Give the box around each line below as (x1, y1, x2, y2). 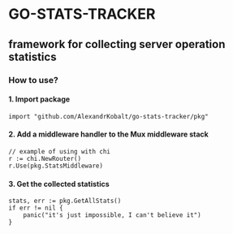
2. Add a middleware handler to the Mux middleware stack (8, 129, 209, 139)
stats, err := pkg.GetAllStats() (8, 197, 122, 206)
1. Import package (8, 94, 71, 104)
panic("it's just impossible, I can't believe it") (23, 211, 201, 219)
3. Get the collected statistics (8, 179, 110, 188)
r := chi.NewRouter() (8, 154, 82, 162)
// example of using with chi (8, 147, 111, 155)
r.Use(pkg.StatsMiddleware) (8, 162, 104, 170)
